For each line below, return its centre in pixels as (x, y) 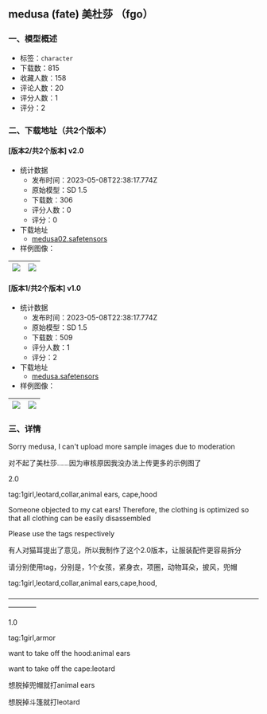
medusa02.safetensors (70, 238)
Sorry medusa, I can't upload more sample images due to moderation (122, 447)
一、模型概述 (33, 39)
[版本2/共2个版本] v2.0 (46, 151)
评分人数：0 (51, 210)
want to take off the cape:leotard (62, 669)
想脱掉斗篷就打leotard (44, 702)
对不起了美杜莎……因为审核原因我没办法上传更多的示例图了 (105, 463)
